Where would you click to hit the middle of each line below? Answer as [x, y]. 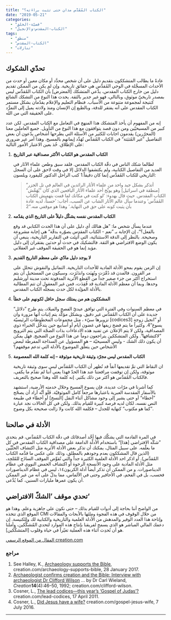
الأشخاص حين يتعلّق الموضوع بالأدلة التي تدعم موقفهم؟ [65, 347]
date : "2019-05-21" [26, 15]
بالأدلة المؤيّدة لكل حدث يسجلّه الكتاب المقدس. [57, 289]
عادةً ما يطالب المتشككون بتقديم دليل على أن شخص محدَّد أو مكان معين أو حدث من [85, 81]
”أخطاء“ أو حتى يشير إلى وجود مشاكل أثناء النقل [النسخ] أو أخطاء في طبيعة [84, 398]
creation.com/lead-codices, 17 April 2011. [56, 597]
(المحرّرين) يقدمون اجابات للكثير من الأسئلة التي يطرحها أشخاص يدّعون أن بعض [81, 134]
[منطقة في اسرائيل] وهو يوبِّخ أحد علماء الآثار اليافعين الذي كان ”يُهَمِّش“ [93, 190]
